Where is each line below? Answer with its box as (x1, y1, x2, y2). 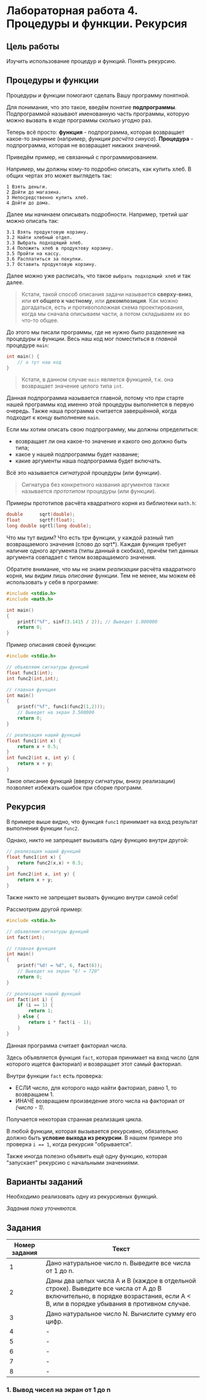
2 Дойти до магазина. (6, 189, 62, 195)
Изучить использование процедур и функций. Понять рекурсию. (6, 58, 177, 65)
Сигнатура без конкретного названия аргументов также (21, 481, 170, 488)
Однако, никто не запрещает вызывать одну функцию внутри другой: (6, 836, 189, 843)
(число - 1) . (15, 1103, 45, 1111)
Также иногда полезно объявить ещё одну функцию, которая (6, 1152, 167, 1160)
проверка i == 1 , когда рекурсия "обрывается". (6, 1140, 133, 1148)
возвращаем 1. (15, 1090, 54, 1098)
